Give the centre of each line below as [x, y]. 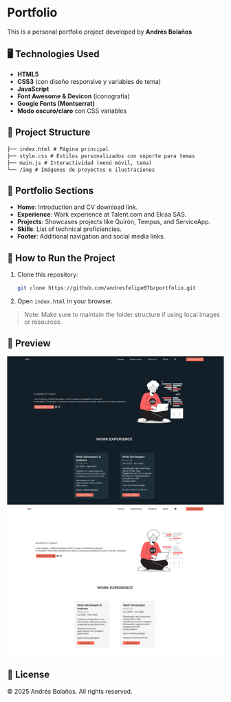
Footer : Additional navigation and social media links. [91, 237]
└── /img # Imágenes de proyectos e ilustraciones [81, 170]
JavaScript [33, 89]
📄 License [29, 675]
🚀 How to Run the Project [61, 258]
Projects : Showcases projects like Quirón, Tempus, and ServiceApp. [114, 222]
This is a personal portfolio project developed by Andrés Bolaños [100, 32]
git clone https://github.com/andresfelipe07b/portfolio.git [107, 288]
